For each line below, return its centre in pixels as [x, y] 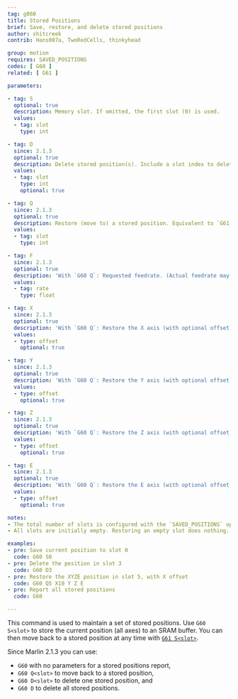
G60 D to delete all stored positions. [69, 688]
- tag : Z [20, 413]
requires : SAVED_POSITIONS [47, 60]
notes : [17, 518]
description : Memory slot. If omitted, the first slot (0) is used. [117, 112]
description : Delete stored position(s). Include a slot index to [114, 164]
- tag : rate [32, 289]
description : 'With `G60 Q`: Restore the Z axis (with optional [110, 433]
